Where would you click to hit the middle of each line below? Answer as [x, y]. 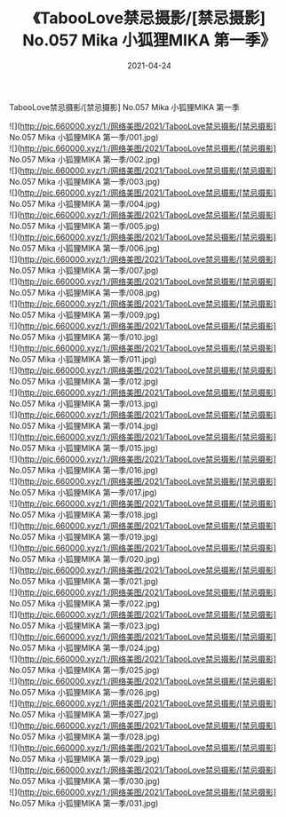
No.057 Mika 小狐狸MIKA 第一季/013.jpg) [84, 403]
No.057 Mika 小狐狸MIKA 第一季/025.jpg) [84, 670]
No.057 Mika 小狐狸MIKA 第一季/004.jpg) [85, 203]
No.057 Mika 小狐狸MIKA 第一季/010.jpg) [84, 337]
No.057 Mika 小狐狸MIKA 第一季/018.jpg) [84, 514]
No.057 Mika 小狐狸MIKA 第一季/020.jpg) [85, 559]
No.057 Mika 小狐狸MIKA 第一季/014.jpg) [84, 425]
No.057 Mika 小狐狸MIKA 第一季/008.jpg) [85, 292]
